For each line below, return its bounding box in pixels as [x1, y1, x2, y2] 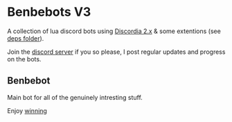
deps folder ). [7, 34, 44, 42]
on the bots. [7, 54, 42, 63]
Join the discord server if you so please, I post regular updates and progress [7, 48, 226, 56]
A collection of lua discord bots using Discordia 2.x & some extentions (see [7, 27, 222, 35]
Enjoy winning [7, 106, 47, 114]
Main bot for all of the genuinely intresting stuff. [7, 93, 143, 101]
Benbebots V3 [7, 4, 91, 20]
